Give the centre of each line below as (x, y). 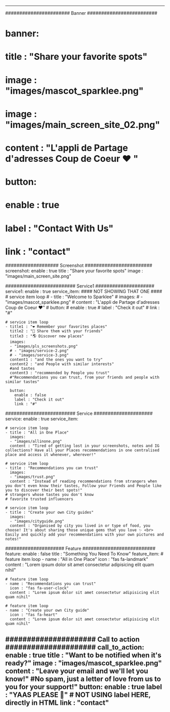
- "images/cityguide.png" (37, 521)
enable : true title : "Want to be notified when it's (83, 655)
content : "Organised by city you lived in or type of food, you (80, 526)
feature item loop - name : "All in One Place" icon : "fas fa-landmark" (77, 559)
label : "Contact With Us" (59, 228)
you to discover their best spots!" (44, 490)
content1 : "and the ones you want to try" (56, 360)
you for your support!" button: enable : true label (84, 687)
